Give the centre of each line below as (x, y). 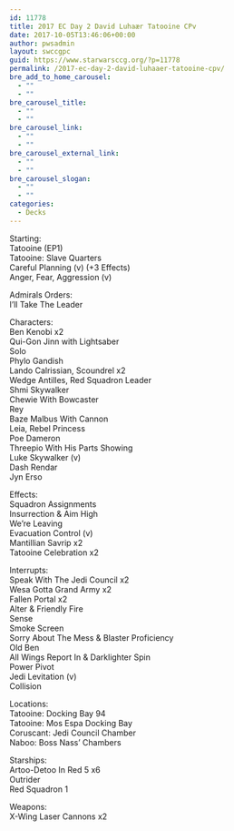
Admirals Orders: (41, 294)
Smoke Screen (37, 628)
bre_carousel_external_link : (64, 153)
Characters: (31, 322)
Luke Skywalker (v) (45, 457)
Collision (26, 686)
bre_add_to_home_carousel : (60, 77)
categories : (32, 204)
